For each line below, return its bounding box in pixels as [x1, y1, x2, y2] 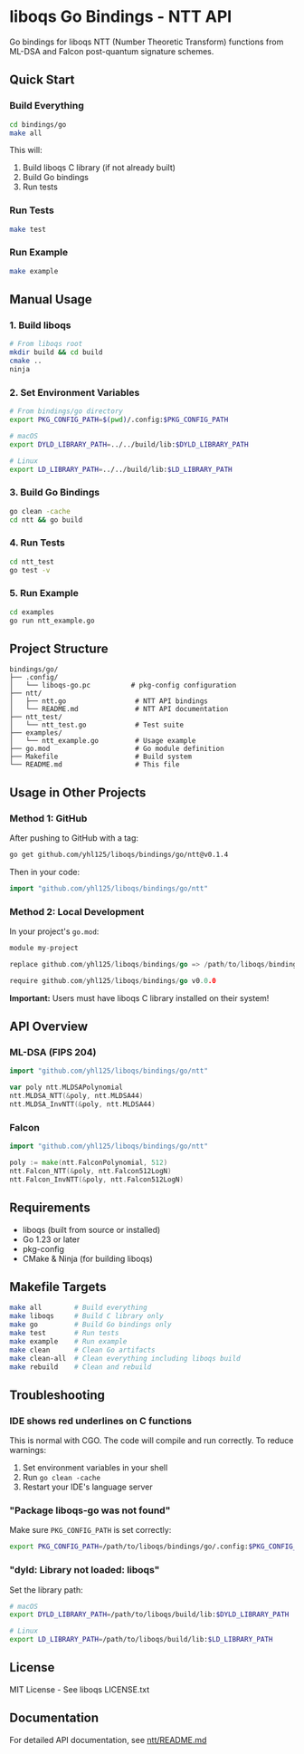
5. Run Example [9, 587, 79, 600]
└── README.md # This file [9, 760, 180, 769]
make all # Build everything [9, 1303, 147, 1313]
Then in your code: [9, 866, 80, 877]
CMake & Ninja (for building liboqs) [22, 1253, 154, 1264]
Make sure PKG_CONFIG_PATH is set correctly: [9, 1525, 172, 1536]
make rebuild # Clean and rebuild [9, 1362, 152, 1372]
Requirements [9, 1200, 90, 1216]
